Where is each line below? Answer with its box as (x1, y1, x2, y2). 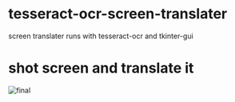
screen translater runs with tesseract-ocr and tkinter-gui (8, 31, 193, 41)
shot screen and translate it (8, 59, 194, 77)
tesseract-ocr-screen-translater (8, 5, 228, 23)
